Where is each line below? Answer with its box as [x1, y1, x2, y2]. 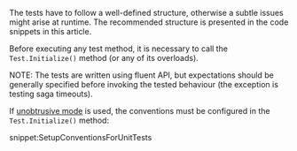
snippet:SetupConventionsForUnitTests [9, 132, 152, 142]
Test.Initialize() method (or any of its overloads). [9, 53, 199, 63]
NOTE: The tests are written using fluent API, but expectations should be [9, 70, 275, 80]
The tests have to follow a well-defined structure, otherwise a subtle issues [9, 8, 284, 18]
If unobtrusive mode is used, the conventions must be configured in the [9, 106, 270, 116]
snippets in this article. [9, 26, 92, 36]
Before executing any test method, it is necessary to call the [9, 43, 229, 54]
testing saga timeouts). [9, 88, 93, 99]
